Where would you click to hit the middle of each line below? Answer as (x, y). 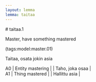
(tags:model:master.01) (29, 49)
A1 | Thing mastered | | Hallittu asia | (43, 73)
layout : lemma (20, 10)
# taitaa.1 (14, 29)
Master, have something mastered (41, 39)
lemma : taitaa (20, 15)
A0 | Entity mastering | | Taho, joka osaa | (48, 68)
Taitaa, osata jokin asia (29, 58)
